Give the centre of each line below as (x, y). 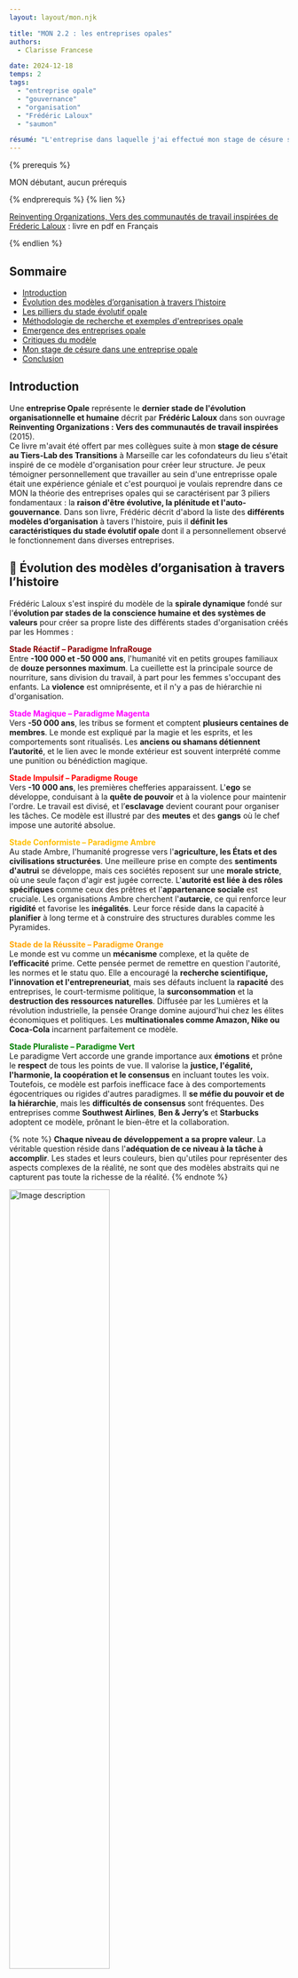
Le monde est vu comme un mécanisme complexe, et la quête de (129, 953)
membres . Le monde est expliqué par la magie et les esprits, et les (131, 732)
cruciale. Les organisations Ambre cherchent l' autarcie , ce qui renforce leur (148, 899)
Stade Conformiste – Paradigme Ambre (82, 842)
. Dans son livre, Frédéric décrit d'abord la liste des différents (172, 512)
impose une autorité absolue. (63, 825)
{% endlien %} (36, 243)
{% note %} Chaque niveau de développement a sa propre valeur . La (137, 1139)
